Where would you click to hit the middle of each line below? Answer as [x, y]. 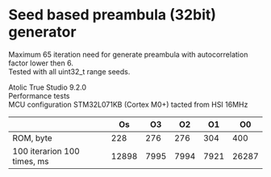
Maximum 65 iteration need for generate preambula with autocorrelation [128, 54]
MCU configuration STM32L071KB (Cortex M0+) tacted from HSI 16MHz [128, 104]
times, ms [31, 161]
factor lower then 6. [41, 63]
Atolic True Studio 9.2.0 [48, 87]
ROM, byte [32, 137]
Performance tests [39, 95]
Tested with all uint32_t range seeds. [69, 71]
